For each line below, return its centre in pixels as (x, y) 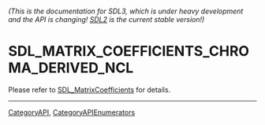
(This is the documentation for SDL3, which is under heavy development (126, 11)
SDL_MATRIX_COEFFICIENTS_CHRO (129, 51)
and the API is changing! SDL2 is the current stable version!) (106, 19)
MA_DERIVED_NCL (71, 68)
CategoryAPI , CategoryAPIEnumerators (72, 112)
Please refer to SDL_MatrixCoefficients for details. (90, 90)
